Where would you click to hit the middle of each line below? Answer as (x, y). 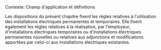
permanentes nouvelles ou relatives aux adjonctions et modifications (74, 37)
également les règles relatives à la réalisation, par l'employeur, (68, 27)
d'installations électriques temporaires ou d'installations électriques (73, 32)
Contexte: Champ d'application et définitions (50, 7)
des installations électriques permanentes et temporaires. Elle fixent (73, 22)
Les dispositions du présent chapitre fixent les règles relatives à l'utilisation (81, 16)
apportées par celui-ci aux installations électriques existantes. (68, 42)
